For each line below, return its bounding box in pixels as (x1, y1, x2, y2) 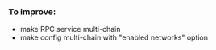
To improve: (8, 6, 56, 17)
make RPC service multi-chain (19, 25, 121, 34)
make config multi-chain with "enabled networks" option (19, 33, 208, 42)
